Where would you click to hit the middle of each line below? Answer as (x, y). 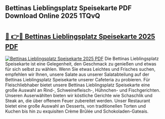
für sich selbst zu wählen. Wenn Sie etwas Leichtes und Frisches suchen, (80, 69)
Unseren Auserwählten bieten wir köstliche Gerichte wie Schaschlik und (79, 95)
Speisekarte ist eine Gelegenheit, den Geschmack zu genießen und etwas (81, 64)
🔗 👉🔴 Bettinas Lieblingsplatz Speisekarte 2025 (80, 36)
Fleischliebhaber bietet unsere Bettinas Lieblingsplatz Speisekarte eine (78, 85)
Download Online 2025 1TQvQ (53, 16)
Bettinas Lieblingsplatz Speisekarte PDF (68, 8)
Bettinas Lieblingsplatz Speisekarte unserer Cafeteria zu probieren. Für (78, 80)
